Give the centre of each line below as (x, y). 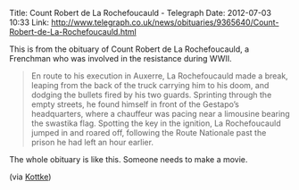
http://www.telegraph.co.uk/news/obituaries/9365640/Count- (165, 22)
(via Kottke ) (30, 177)
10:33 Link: (29, 22)
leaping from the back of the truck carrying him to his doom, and (150, 85)
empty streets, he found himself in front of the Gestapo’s (135, 104)
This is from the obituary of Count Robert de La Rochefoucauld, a (129, 49)
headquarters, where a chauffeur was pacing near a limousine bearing (160, 114)
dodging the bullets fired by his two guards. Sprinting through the (151, 95)
